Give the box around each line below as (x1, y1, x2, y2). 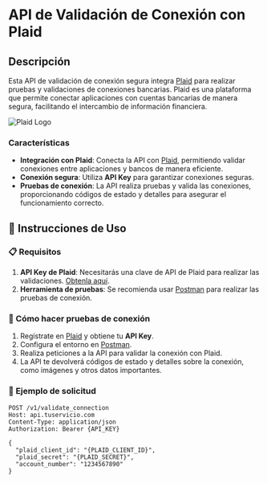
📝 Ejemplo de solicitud (8, 386, 96, 397)
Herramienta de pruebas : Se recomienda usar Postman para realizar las (19, 284, 259, 294)
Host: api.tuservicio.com (8, 411, 95, 419)
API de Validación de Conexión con (8, 6, 246, 24)
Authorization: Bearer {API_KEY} (8, 424, 120, 433)
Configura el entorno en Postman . (19, 340, 132, 350)
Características (8, 137, 70, 148)
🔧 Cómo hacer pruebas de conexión (8, 313, 151, 324)
